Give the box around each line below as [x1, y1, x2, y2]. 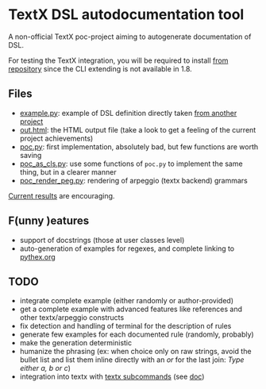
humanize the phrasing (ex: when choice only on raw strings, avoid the [19, 347, 252, 356]
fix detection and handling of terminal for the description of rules [19, 322, 232, 331]
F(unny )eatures [8, 214, 90, 228]
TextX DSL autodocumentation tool [8, 6, 245, 24]
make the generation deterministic [19, 338, 133, 348]
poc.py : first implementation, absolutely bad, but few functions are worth [19, 141, 259, 152]
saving [19, 150, 42, 160]
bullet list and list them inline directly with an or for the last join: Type [19, 355, 245, 364]
